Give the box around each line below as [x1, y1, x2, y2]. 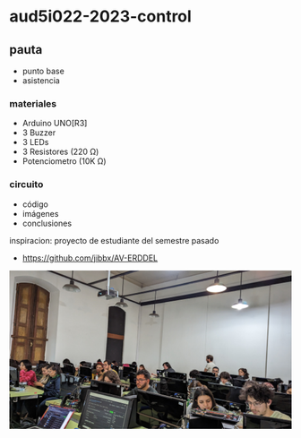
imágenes [21, 208, 59, 219]
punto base [21, 65, 64, 76]
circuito [9, 178, 44, 191]
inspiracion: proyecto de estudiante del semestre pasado [9, 235, 219, 245]
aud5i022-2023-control [9, 6, 193, 27]
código [21, 199, 49, 210]
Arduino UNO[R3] [21, 118, 88, 129]
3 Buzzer [21, 127, 56, 138]
